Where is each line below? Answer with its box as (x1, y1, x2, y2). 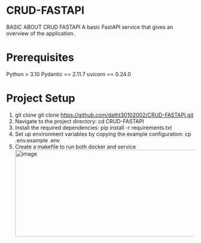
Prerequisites (6, 51, 75, 65)
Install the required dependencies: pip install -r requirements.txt (14, 124, 172, 131)
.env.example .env (14, 136, 60, 144)
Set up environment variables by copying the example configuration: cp (14, 130, 191, 138)
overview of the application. (6, 29, 75, 37)
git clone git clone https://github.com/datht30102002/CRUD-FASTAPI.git (14, 111, 194, 119)
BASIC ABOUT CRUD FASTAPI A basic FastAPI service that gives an (6, 23, 173, 31)
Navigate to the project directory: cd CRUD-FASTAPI (14, 117, 144, 124)
